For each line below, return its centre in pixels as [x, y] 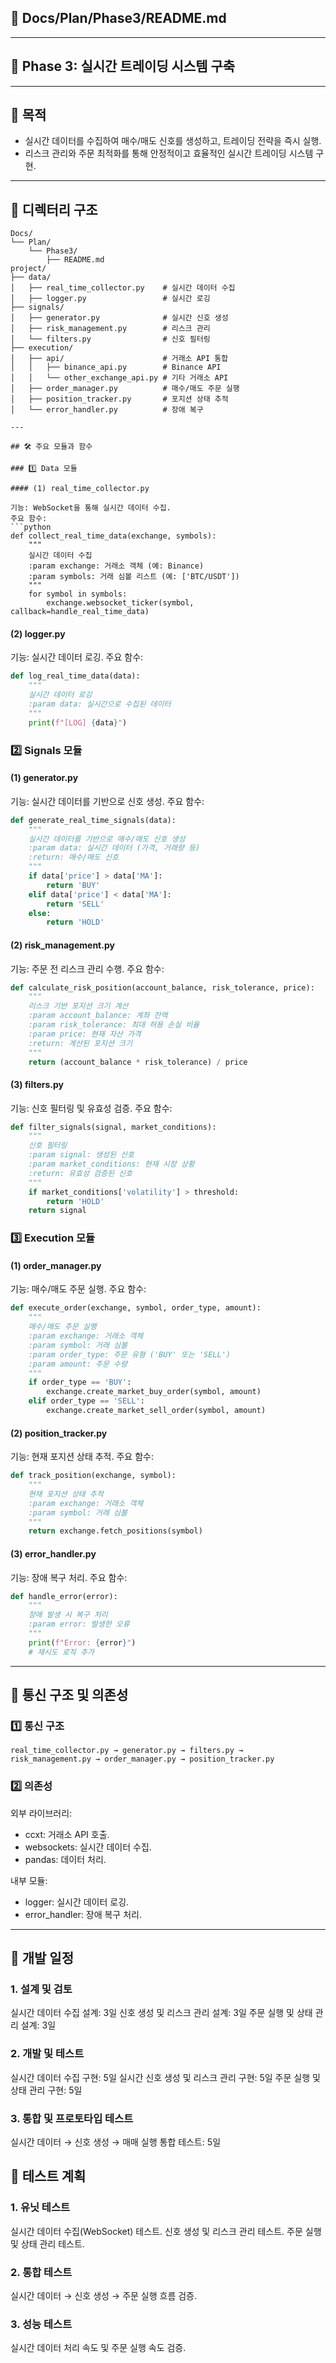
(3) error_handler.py [53, 1553]
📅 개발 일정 [42, 1958]
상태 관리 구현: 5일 [46, 2090]
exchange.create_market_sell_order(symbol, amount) [156, 1411]
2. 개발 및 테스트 [47, 2054]
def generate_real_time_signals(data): [93, 820]
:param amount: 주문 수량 [78, 1364]
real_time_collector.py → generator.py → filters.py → [127, 1751]
